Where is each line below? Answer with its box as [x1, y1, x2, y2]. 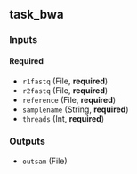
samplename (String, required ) [21, 104, 129, 115]
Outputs [9, 135, 46, 147]
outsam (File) [21, 155, 68, 166]
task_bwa [9, 7, 64, 22]
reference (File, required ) [21, 94, 117, 105]
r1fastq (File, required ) [21, 75, 109, 86]
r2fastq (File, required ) [21, 84, 109, 96]
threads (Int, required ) [21, 113, 105, 123]
